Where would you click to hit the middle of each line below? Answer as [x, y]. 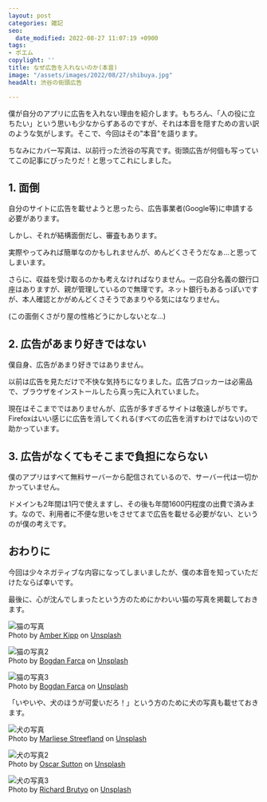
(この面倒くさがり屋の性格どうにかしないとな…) [87, 316]
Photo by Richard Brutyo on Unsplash [70, 789]
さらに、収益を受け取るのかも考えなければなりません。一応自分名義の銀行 [130, 280]
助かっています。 [36, 429]
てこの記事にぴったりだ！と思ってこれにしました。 [92, 160]
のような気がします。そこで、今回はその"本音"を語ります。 [105, 133]
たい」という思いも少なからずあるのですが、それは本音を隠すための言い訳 [137, 123]
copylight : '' [32, 61]
